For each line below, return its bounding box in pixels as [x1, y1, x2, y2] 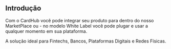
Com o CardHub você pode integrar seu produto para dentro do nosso [5, 17, 154, 23]
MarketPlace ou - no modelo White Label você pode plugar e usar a [5, 23, 148, 29]
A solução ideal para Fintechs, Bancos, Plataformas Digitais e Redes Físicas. [5, 38, 166, 44]
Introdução [5, 4, 41, 13]
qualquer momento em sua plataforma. [5, 28, 88, 34]
